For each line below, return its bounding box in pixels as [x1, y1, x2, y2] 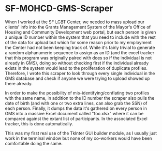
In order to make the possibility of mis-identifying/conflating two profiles [5, 90, 149, 96]
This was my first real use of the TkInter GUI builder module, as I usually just [5, 130, 157, 136]
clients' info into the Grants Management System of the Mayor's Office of [5, 24, 151, 30]
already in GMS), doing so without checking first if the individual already [5, 60, 149, 66]
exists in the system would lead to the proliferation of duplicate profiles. [5, 65, 147, 71]
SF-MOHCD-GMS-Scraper [5, 3, 113, 14]
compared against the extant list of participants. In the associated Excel [5, 116, 147, 121]
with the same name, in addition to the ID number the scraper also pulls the [5, 95, 155, 101]
